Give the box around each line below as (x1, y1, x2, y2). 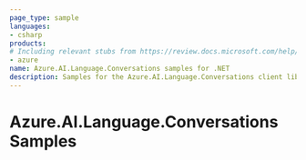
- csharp (9, 30, 43, 39)
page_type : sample (9, 13, 79, 23)
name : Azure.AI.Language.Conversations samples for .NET (9, 65, 230, 74)
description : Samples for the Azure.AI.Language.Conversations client (9, 73, 283, 82)
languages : (9, 22, 51, 31)
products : (9, 38, 47, 48)
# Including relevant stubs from (9, 47, 137, 56)
